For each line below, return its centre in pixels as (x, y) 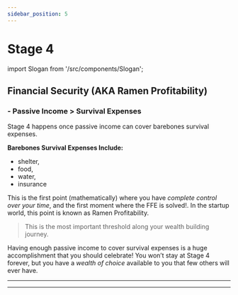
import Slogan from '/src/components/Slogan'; (75, 69)
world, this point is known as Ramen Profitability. (78, 213)
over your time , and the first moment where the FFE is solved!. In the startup (118, 206)
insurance (32, 184)
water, (27, 177)
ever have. (23, 271)
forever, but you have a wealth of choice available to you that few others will (119, 263)
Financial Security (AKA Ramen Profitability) (107, 90)
